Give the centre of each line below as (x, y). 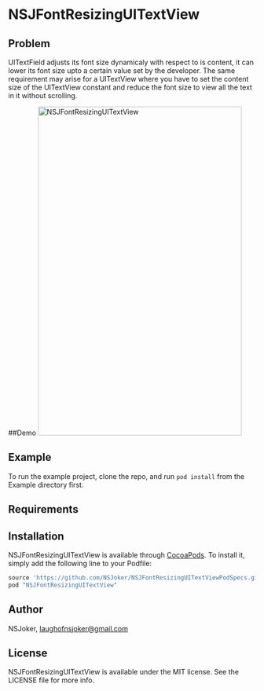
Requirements (43, 509)
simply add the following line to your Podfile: (80, 564)
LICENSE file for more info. (51, 680)
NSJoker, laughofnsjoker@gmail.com (68, 628)
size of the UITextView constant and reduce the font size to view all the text (130, 87)
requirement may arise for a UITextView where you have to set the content (128, 79)
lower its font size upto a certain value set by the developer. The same (122, 71)
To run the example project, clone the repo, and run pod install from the (126, 476)
